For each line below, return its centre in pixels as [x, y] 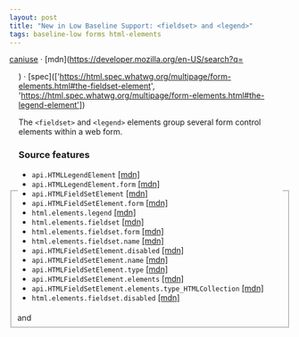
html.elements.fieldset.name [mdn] [98, 241]
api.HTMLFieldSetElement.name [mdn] [100, 259]
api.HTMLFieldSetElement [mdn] [90, 193]
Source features [54, 155]
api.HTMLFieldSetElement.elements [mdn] [108, 278]
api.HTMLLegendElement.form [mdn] [96, 184]
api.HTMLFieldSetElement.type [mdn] [100, 269]
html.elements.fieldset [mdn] [88, 222]
